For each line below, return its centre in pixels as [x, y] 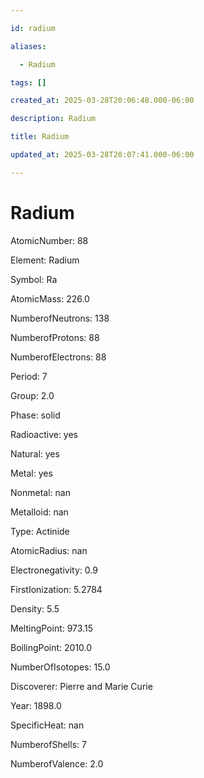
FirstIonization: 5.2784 [56, 589]
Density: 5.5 [35, 608]
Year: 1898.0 [36, 705]
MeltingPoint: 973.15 [51, 628]
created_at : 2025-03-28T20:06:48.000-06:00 [102, 101]
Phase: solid [35, 415]
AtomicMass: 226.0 [50, 298]
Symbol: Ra [34, 279]
